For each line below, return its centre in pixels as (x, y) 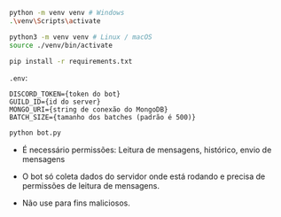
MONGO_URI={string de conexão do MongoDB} (89, 110)
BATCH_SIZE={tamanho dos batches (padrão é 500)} (103, 118)
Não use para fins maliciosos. (76, 203)
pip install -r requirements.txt (71, 61)
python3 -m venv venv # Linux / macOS (81, 37)
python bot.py (35, 133)
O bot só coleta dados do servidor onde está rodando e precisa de (144, 176)
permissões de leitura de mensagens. (90, 186)
